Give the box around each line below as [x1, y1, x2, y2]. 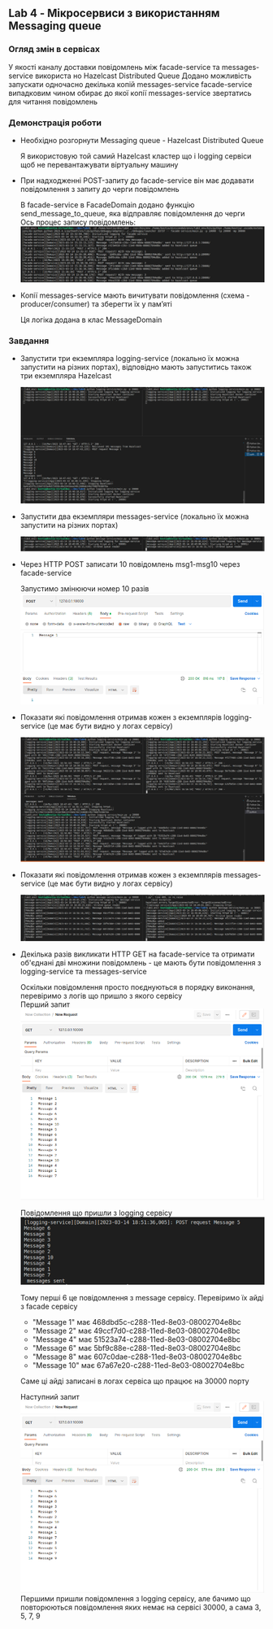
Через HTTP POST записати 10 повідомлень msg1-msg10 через [19, 559, 240, 568]
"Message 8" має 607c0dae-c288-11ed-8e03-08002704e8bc [32, 1352, 242, 1361]
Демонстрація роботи [8, 117, 102, 128]
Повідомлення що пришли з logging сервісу [19, 1208, 173, 1218]
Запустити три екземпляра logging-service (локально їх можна [19, 354, 240, 364]
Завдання [8, 335, 50, 346]
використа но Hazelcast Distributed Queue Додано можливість [35, 71, 252, 81]
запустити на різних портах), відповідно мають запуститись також [19, 362, 252, 372]
